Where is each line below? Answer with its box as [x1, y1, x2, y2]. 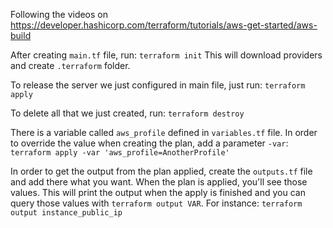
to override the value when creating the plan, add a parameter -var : [10, 137, 289, 149]
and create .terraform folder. [10, 60, 131, 71]
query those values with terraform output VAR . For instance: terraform [10, 197, 303, 209]
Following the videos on [10, 9, 109, 20]
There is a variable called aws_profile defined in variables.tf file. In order [10, 127, 318, 138]
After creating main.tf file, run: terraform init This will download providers [10, 49, 323, 61]
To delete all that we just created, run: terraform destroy [10, 107, 245, 119]
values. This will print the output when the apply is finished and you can [10, 187, 306, 198]
